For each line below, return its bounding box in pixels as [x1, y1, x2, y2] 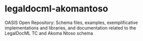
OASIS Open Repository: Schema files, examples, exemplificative [4, 19, 138, 25]
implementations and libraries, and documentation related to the [4, 24, 137, 30]
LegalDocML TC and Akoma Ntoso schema [4, 30, 93, 36]
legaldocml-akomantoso [4, 3, 108, 14]
